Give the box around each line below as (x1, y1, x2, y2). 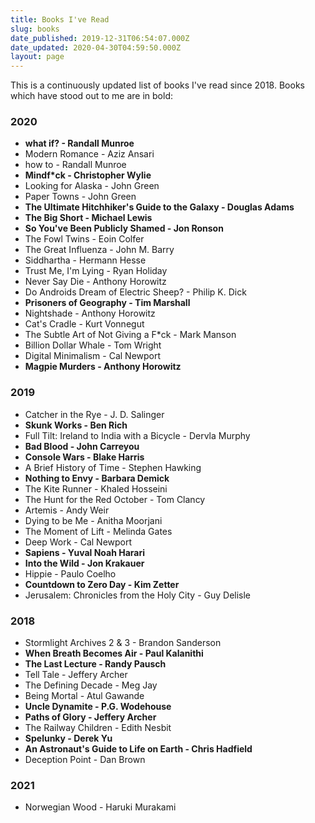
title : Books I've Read (10, 14, 110, 25)
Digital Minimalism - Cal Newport (24, 350, 162, 362)
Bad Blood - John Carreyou (24, 440, 140, 452)
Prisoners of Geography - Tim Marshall (24, 297, 191, 309)
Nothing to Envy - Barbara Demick (24, 472, 170, 484)
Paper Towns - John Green (24, 191, 137, 203)
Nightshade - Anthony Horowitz (24, 307, 156, 320)
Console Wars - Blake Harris (24, 451, 145, 463)
